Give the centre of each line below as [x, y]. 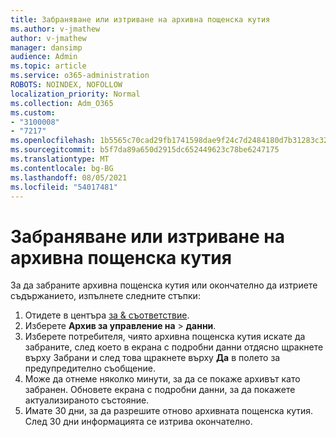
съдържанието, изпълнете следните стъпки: [105, 296]
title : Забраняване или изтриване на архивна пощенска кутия [140, 19]
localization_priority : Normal [75, 94]
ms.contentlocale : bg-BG [62, 168]
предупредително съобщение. [90, 368]
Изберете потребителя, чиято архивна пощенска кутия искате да [165, 337]
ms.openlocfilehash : [53, 141]
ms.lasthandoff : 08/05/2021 [69, 177]
